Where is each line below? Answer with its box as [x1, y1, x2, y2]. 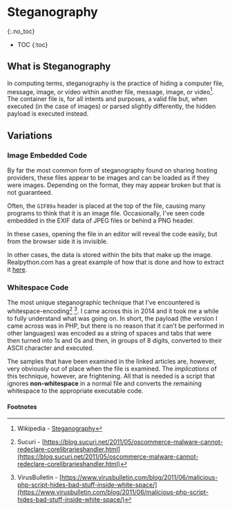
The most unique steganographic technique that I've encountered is [7, 299, 200, 307]
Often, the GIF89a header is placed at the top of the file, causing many [7, 202, 206, 210]
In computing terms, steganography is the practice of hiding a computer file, [7, 79, 224, 87]
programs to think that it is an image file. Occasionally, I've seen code [7, 209, 205, 218]
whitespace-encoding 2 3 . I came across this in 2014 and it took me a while [7, 306, 219, 315]
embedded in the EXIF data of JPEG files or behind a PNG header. [7, 216, 195, 225]
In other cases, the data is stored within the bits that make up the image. [7, 251, 213, 259]
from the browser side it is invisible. [7, 237, 108, 246]
